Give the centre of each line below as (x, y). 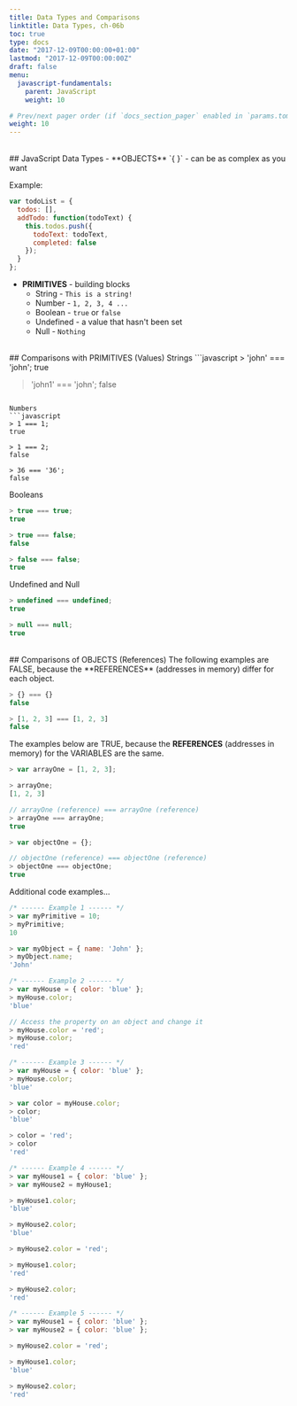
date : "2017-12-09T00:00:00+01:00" (75, 50)
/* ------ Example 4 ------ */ (67, 1168)
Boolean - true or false (78, 312)
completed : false (65, 243)
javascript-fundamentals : (65, 83)
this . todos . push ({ (59, 226)
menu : (19, 75)
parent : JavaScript (61, 91)
